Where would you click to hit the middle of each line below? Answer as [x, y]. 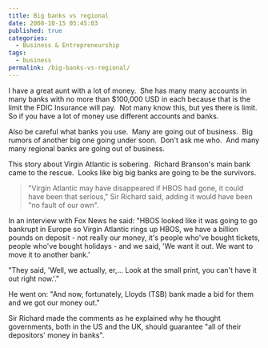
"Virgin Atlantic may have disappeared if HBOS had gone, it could [136, 188]
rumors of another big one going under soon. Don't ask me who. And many [134, 140]
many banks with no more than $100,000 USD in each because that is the [129, 99]
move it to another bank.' [49, 254]
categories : [28, 38]
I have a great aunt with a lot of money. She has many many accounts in [128, 90]
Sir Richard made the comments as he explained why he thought [115, 318]
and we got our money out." [54, 302]
